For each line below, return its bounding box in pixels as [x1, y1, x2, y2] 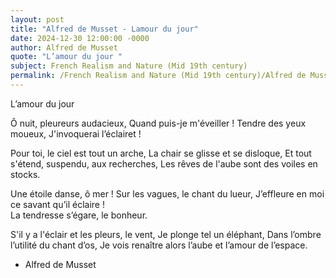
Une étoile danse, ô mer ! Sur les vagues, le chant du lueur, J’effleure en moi [10, 187, 325, 200]
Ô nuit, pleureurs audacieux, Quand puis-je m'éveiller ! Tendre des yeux [10, 117, 307, 129]
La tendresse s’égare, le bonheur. [10, 209, 148, 221]
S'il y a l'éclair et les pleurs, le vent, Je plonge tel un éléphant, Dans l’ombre [10, 228, 322, 240]
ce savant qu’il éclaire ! [10, 198, 105, 210]
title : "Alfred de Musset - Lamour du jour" [10, 24, 199, 34]
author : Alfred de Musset [10, 42, 118, 53]
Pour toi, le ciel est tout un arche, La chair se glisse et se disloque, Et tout [10, 147, 312, 159]
